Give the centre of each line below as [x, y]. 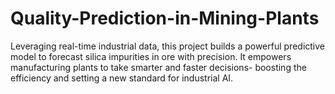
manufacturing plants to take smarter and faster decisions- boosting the [158, 67]
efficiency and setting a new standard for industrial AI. [122, 78]
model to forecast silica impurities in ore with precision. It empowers [151, 56]
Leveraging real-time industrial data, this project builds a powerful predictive [168, 46]
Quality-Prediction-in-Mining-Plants [165, 18]
